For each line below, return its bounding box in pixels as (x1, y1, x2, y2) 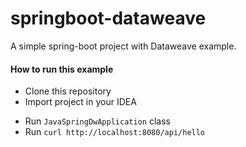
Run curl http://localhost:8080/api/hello (24, 126, 206, 138)
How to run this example (10, 63, 114, 75)
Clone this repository (24, 85, 112, 97)
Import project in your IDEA (24, 96, 137, 108)
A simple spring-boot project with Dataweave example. (10, 40, 237, 52)
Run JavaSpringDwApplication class (24, 115, 171, 127)
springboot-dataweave (10, 7, 207, 30)
